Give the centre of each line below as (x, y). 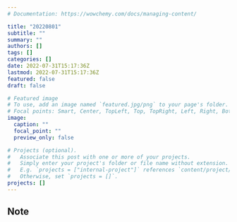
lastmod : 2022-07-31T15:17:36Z (53, 72)
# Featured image (33, 98)
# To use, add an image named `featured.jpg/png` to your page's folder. (118, 105)
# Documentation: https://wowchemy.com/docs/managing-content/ (102, 14)
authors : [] (25, 47)
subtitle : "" (26, 33)
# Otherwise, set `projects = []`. (63, 177)
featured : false (31, 79)
